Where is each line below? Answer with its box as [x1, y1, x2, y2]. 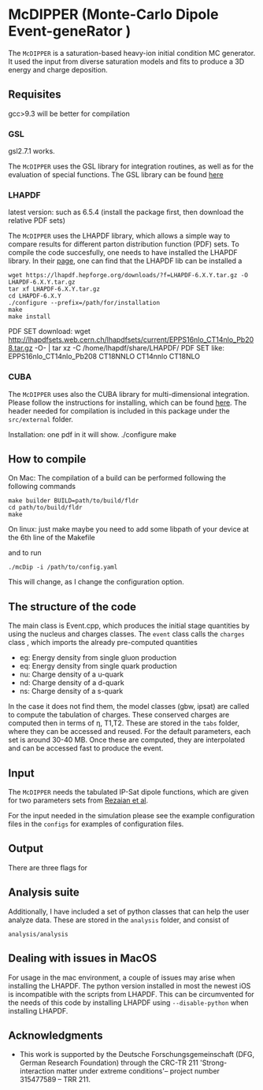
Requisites [8, 88, 61, 102]
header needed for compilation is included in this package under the [8, 406, 230, 415]
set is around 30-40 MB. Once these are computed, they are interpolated [8, 735, 246, 745]
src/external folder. [8, 414, 73, 424]
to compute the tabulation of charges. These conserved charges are [8, 710, 230, 720]
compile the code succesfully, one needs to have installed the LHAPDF [8, 248, 238, 258]
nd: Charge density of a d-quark [19, 678, 124, 688]
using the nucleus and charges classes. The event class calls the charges [8, 629, 246, 639]
